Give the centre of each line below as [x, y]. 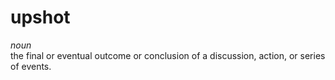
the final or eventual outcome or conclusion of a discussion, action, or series [168, 55]
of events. [31, 66]
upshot [40, 17]
